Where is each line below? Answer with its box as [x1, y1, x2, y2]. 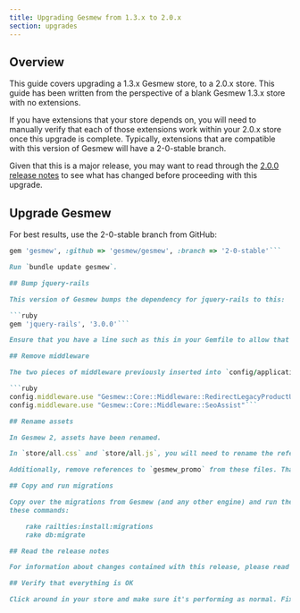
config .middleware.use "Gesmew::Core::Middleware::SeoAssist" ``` [9, 400, 257, 410]
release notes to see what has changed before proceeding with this [9, 170, 257, 181]
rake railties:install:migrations [25, 522, 154, 531]
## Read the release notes [9, 547, 110, 556]
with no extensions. [9, 98, 81, 108]
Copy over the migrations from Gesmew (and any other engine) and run [9, 498, 278, 507]
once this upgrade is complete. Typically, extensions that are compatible [9, 133, 276, 144]
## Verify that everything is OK [9, 579, 134, 588]
